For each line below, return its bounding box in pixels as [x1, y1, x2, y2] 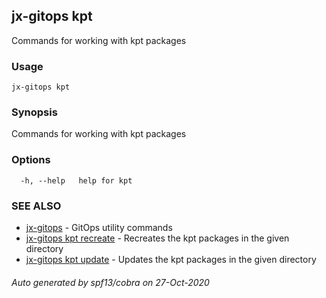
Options [11, 153, 51, 167]
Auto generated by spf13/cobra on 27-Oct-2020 [11, 276, 210, 288]
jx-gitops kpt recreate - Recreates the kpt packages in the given [25, 232, 290, 244]
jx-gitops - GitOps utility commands [25, 222, 173, 233]
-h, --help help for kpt [20, 175, 133, 186]
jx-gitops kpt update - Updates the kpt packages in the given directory [25, 254, 317, 265]
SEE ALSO [11, 199, 62, 213]
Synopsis [11, 105, 58, 119]
